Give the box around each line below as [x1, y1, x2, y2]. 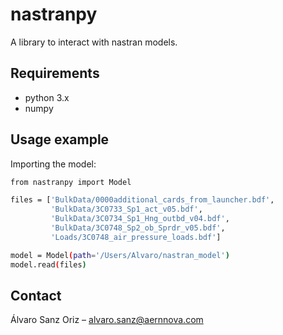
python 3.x [24, 91, 70, 103]
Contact [10, 287, 62, 304]
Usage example [10, 131, 110, 148]
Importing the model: [10, 158, 97, 170]
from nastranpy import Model [10, 177, 132, 187]
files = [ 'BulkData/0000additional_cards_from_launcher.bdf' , [10, 195, 275, 205]
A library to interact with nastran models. [10, 36, 178, 48]
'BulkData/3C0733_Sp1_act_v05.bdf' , [50, 204, 203, 215]
